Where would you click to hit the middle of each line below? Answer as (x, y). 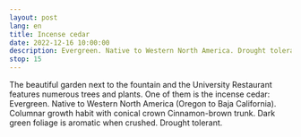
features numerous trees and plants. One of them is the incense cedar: (140, 94)
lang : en (26, 26)
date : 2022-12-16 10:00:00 (60, 43)
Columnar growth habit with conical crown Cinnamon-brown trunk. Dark (142, 113)
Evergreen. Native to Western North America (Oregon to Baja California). (143, 103)
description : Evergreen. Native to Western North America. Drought (138, 51)
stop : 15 (26, 59)
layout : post (34, 17)
